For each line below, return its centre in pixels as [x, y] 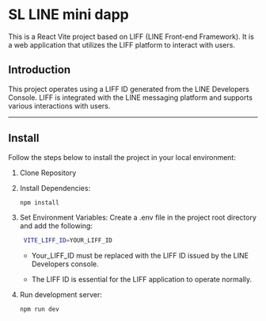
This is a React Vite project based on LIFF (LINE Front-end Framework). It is [131, 36]
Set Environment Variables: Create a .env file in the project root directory [138, 218]
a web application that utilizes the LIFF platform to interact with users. [122, 44]
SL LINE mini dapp [68, 15]
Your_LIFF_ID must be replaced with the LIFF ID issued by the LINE [140, 256]
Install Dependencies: [55, 188]
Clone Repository [48, 173]
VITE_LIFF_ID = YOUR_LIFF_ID [68, 241]
